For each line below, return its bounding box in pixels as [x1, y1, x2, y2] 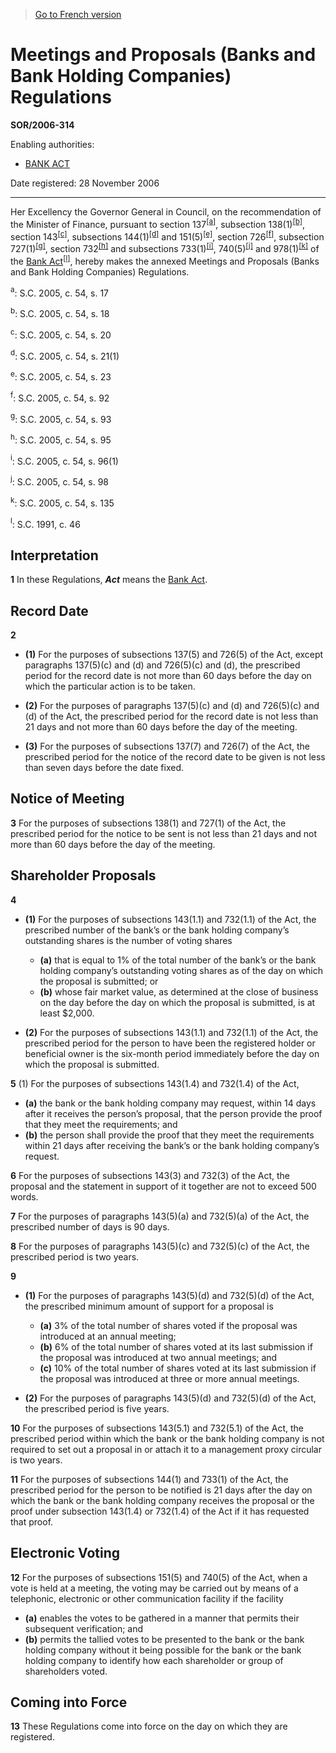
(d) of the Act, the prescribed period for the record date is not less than [24, 710, 319, 723]
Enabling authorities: [10, 138, 95, 150]
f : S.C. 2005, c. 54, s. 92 [10, 390, 110, 404]
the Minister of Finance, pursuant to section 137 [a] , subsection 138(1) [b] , [10, 216, 306, 230]
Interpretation [10, 547, 99, 564]
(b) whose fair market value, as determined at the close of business [39, 985, 319, 998]
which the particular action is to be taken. [24, 680, 196, 693]
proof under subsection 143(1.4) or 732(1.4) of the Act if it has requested [10, 1505, 310, 1517]
